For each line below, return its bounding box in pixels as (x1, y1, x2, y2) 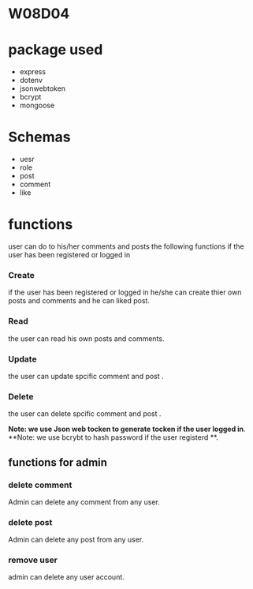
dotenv (19, 76, 43, 85)
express (19, 67, 46, 77)
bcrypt (19, 92, 42, 102)
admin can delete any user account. (8, 572, 125, 582)
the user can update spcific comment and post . (8, 371, 164, 381)
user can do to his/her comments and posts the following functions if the (8, 242, 244, 251)
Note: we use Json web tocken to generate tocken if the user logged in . (8, 424, 246, 434)
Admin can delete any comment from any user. (8, 497, 160, 506)
